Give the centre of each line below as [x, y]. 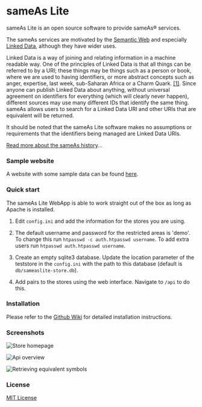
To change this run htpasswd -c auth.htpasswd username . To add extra [102, 239]
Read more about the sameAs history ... [54, 145]
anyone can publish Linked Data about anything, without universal [88, 89]
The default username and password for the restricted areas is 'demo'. [103, 232]
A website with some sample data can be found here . [72, 174]
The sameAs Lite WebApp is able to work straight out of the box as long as [99, 203]
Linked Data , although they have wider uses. [62, 46]
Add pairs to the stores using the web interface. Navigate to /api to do [102, 281]
